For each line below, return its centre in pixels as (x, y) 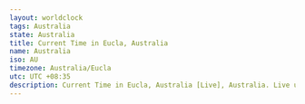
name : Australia (40, 52)
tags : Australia (40, 26)
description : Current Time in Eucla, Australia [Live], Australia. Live (150, 85)
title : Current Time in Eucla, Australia (89, 43)
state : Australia (42, 34)
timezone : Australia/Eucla (60, 69)
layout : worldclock (46, 18)
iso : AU (24, 60)
